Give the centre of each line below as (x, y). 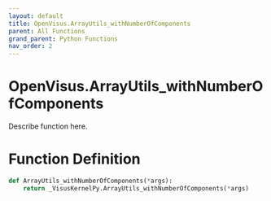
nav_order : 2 (31, 46)
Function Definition (74, 159)
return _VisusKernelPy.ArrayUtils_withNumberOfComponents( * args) (136, 188)
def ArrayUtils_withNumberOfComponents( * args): (91, 181)
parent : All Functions (47, 31)
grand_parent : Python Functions (63, 39)
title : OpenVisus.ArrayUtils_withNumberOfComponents (100, 24)
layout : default (36, 16)
